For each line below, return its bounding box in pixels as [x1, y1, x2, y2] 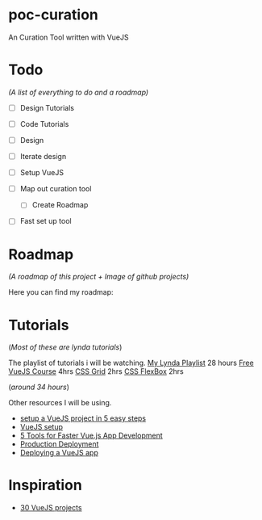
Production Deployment [19, 439, 99, 449]
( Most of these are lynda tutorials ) [8, 342, 123, 352]
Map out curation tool [19, 184, 92, 194]
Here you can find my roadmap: [8, 287, 114, 297]
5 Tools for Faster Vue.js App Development [19, 430, 163, 441]
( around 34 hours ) [8, 382, 70, 392]
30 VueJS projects [19, 503, 82, 513]
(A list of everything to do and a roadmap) [8, 87, 149, 97]
